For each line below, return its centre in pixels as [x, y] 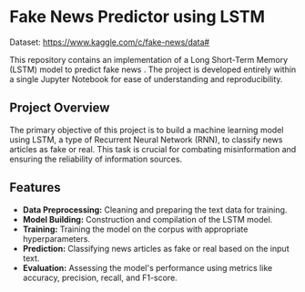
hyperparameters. [56, 238]
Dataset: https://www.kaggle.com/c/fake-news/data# [110, 42]
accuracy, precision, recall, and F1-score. [100, 277]
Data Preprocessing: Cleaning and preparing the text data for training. [155, 209]
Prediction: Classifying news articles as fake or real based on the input [156, 248]
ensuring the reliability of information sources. [96, 159]
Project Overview [60, 108]
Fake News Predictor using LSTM [137, 17]
